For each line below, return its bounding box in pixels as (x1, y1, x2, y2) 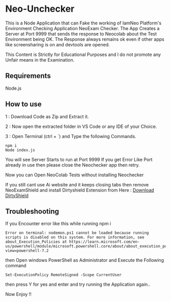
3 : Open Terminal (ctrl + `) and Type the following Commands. (5, 133, 136, 139)
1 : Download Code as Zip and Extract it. (5, 113, 89, 120)
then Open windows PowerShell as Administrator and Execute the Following (5, 257, 164, 263)
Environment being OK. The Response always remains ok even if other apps (5, 36, 164, 42)
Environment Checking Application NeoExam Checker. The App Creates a (5, 25, 160, 31)
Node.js (5, 85, 22, 91)
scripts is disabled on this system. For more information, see (5, 235, 145, 240)
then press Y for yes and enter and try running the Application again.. (5, 281, 151, 288)
